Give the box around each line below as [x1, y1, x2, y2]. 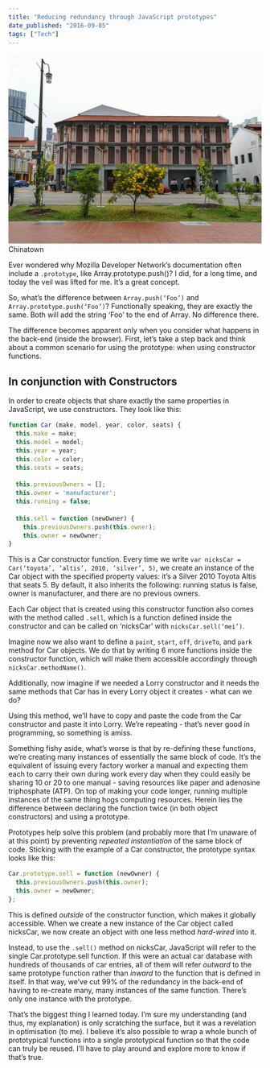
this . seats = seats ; [15, 464, 84, 472]
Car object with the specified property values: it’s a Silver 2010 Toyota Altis [8, 571, 256, 581]
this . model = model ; [15, 438, 84, 446]
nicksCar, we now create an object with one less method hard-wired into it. [8, 926, 257, 937]
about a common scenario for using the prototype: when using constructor [8, 343, 256, 353]
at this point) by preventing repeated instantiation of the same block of [8, 836, 243, 846]
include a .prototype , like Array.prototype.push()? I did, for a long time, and [8, 269, 258, 278]
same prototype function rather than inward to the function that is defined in [8, 968, 261, 978]
